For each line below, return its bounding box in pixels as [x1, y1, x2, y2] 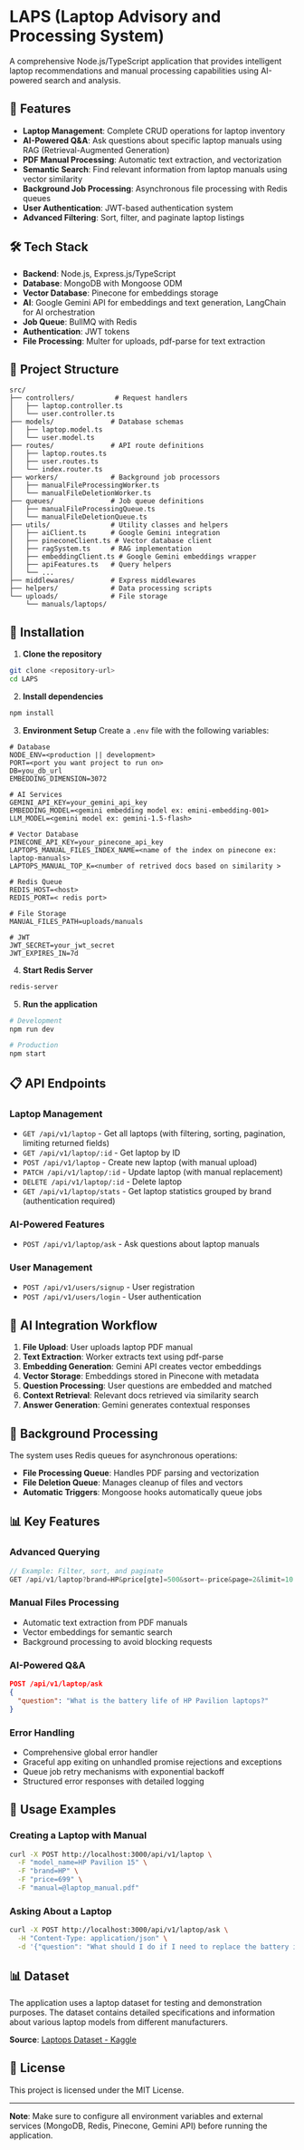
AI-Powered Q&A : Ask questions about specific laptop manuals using [22, 134, 282, 146]
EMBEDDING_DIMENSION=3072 [9, 773, 107, 783]
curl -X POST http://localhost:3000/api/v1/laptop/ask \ [9, 1925, 229, 1935]
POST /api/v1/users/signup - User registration [22, 1281, 195, 1293]
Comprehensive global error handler [22, 1746, 158, 1757]
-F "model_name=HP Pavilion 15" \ [17, 1858, 147, 1867]
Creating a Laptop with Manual [9, 1829, 147, 1842]
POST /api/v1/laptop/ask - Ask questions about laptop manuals [22, 1239, 260, 1250]
